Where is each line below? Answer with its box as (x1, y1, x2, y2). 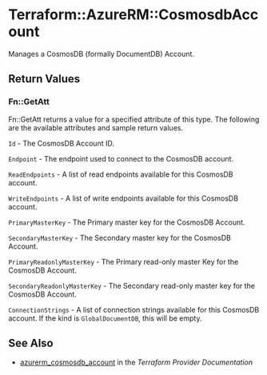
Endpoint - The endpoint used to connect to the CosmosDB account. (8, 154, 234, 163)
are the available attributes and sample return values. (8, 122, 184, 133)
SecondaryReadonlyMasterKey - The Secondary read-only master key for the (8, 281, 256, 290)
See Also (8, 337, 54, 350)
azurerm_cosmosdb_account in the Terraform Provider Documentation (19, 357, 253, 367)
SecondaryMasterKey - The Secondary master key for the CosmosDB (8, 233, 232, 242)
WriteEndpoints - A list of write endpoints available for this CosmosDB (8, 193, 238, 203)
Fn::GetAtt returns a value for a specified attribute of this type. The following (8, 114, 260, 124)
